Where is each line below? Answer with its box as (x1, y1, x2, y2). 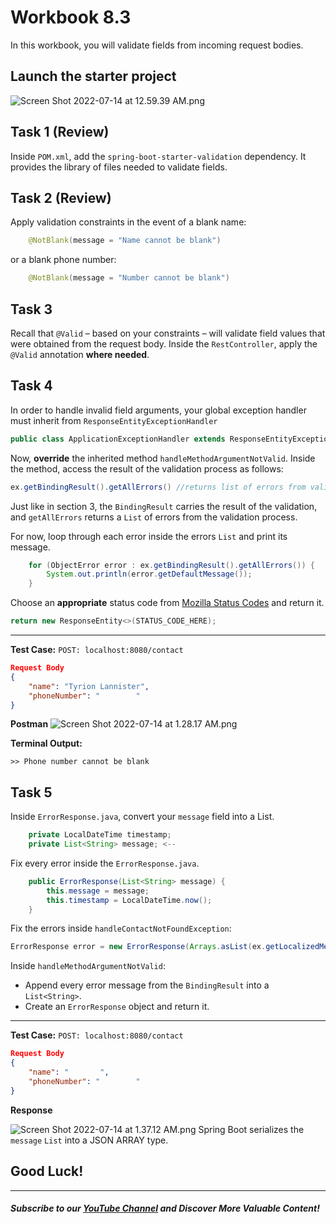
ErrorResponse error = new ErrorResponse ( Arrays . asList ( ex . (10, 942, 267, 952)
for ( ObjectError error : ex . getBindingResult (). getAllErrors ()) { (28, 560, 315, 570)
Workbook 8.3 (10, 6, 132, 29)
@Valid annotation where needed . (10, 348, 150, 360)
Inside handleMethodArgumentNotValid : (10, 960, 166, 972)
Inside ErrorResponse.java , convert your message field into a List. (10, 811, 275, 823)
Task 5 (10, 784, 53, 801)
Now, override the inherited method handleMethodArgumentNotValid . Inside (10, 452, 316, 464)
